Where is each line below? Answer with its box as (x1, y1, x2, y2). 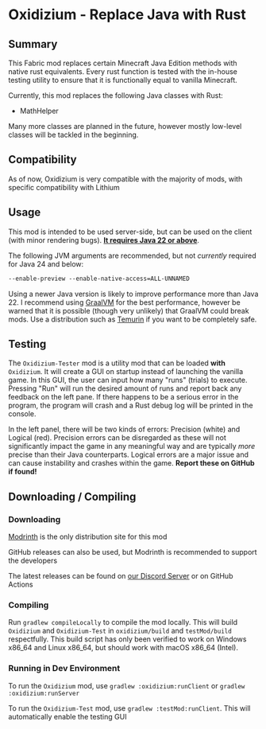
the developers (8, 556, 58, 565)
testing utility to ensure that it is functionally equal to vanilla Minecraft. (8, 76, 238, 84)
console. (8, 409, 37, 419)
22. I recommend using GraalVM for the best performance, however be (8, 297, 241, 307)
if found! (8, 467, 37, 477)
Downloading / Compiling (8, 489, 137, 503)
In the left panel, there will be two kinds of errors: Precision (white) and (8, 424, 241, 435)
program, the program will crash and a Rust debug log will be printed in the (8, 400, 253, 411)
